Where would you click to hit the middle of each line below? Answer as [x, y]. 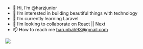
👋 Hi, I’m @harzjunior [35, 8]
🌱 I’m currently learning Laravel [45, 18]
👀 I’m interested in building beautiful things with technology [75, 13]
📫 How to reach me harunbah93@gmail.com [60, 30]
